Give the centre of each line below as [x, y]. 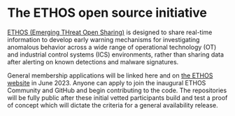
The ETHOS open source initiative [107, 13]
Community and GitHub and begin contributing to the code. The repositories [117, 90]
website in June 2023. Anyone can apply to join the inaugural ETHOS [107, 82]
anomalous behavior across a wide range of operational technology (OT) [112, 47]
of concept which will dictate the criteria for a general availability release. [113, 105]
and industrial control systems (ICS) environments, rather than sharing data [116, 55]
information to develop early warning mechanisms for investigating [104, 39]
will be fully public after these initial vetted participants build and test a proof [117, 97]
